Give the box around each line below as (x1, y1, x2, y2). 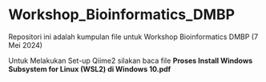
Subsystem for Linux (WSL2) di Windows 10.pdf (8, 64, 171, 73)
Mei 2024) (8, 40, 42, 49)
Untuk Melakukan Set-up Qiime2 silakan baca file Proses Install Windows (8, 56, 253, 65)
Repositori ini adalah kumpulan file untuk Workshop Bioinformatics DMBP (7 (8, 32, 259, 41)
